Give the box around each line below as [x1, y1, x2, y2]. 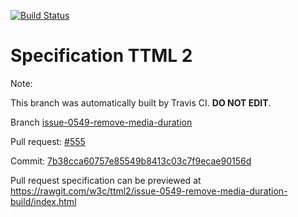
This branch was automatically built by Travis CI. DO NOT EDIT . [10, 96, 272, 109]
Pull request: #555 [10, 135, 86, 147]
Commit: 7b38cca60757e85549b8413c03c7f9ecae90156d [10, 155, 252, 167]
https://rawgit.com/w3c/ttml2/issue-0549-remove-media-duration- [10, 185, 288, 197]
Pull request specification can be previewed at [10, 174, 202, 186]
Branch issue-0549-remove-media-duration [10, 116, 193, 128]
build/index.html [10, 195, 77, 207]
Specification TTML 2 [10, 45, 193, 67]
